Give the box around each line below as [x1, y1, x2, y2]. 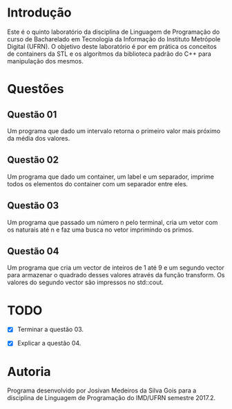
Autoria [7, 363, 51, 379]
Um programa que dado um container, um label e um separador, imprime [7, 172, 214, 181]
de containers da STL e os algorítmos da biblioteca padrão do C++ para [7, 50, 212, 58]
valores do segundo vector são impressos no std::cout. [7, 278, 164, 287]
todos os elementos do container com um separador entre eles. [7, 179, 188, 188]
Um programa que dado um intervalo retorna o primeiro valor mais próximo [7, 126, 221, 135]
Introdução [7, 5, 72, 21]
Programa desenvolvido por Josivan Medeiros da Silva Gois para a [7, 386, 197, 395]
